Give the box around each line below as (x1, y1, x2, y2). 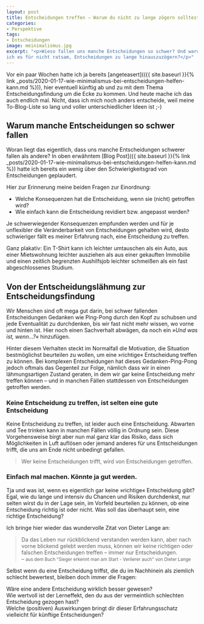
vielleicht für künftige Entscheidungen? (6, 611, 104, 618)
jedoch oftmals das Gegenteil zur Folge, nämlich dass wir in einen (6, 364, 171, 371)
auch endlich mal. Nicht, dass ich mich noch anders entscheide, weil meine (6, 97, 194, 104)
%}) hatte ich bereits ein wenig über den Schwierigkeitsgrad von (6, 165, 168, 173)
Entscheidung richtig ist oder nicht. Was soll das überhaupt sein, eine (6, 506, 180, 513)
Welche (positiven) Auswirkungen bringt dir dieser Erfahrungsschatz (6, 605, 178, 612)
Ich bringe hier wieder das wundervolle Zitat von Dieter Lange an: (6, 524, 170, 531)
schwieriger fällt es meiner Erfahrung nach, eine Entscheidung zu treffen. (6, 233, 189, 240)
